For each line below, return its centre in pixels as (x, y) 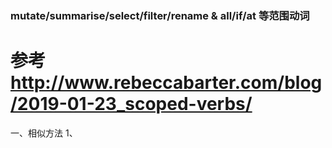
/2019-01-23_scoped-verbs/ (131, 104)
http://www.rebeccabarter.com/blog (166, 83)
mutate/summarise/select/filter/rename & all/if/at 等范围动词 (160, 15)
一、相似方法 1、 (44, 133)
